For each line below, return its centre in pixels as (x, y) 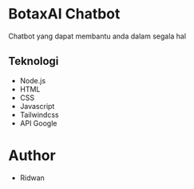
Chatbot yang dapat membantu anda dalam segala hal (97, 36)
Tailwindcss (39, 115)
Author (32, 155)
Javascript (37, 106)
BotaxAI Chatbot (64, 14)
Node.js (33, 80)
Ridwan (32, 178)
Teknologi (34, 61)
